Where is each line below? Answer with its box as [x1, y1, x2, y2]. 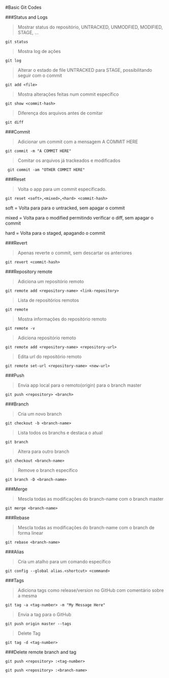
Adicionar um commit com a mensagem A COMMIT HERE [17, 139, 138, 145]
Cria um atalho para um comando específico [17, 559, 111, 564]
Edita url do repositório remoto [17, 354, 82, 360]
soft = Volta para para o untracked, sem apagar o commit [5, 205, 125, 211]
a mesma [17, 593, 37, 599]
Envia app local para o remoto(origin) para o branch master [17, 382, 142, 388]
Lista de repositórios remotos [17, 297, 80, 303]
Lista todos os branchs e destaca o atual [17, 430, 103, 436]
